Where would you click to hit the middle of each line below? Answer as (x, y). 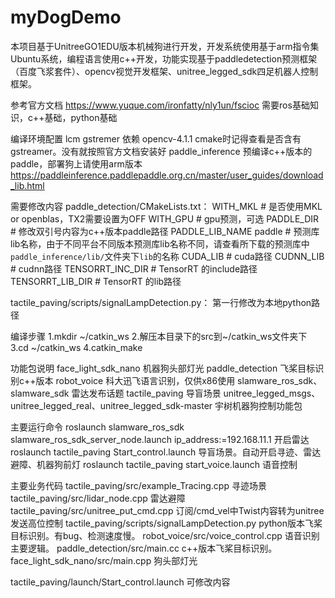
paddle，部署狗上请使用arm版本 (76, 163)
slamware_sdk (40, 393)
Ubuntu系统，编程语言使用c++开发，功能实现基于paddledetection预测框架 (164, 58)
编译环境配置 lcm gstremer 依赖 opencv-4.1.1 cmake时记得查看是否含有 (156, 138)
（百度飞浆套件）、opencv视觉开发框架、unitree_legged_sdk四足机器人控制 (164, 71)
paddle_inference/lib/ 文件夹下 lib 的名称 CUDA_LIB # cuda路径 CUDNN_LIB (167, 256)
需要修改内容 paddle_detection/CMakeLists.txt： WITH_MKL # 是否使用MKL (166, 206)
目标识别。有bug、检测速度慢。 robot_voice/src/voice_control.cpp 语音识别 (165, 535)
